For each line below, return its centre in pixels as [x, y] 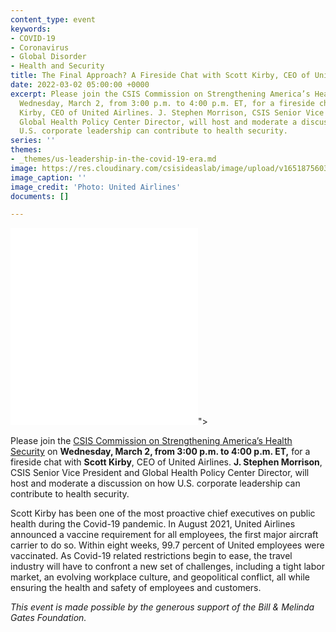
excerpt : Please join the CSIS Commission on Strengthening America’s [160, 94]
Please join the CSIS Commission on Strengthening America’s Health [151, 441]
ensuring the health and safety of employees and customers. [136, 588]
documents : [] [40, 196]
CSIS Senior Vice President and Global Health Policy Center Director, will [160, 473]
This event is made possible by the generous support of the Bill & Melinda [162, 607]
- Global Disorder [48, 57]
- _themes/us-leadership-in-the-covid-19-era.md [113, 159]
